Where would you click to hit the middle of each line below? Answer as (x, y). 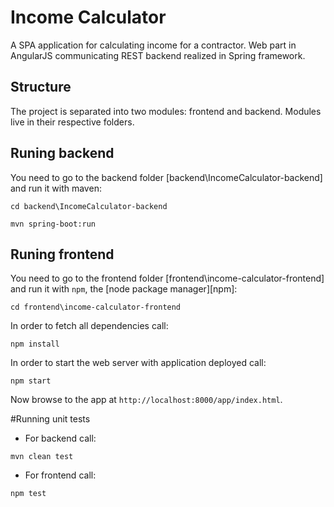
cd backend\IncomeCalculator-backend (89, 206)
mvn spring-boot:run (53, 224)
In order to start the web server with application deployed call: (138, 363)
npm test (28, 494)
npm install (35, 344)
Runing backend (62, 153)
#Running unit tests (50, 419)
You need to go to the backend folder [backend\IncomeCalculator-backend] (166, 177)
